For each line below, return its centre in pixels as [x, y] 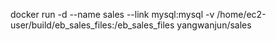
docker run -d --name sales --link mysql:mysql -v [112, 14]
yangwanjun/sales [214, 25]
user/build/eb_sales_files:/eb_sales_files [92, 25]
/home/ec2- [241, 14]
